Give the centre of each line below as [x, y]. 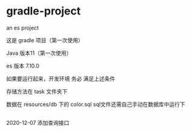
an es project [23, 28]
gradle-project [44, 11]
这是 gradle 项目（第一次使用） [45, 40]
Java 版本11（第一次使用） [39, 53]
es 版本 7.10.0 [23, 66]
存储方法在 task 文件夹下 [37, 91]
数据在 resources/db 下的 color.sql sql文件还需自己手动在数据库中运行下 [96, 104]
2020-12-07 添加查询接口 [38, 123]
